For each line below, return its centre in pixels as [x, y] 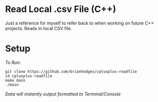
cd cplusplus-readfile [29, 76]
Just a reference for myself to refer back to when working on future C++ [79, 23]
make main [15, 80]
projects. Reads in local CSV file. [39, 28]
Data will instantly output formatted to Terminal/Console [63, 94]
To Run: [13, 62]
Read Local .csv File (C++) [61, 9]
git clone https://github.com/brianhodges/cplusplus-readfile [71, 71]
